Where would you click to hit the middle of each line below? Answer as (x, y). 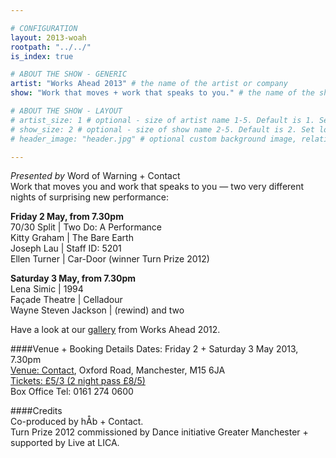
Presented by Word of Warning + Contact (95, 176)
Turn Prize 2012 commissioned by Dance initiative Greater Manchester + (159, 432)
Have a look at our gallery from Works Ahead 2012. (115, 330)
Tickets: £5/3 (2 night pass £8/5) (78, 381)
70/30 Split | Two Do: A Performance (86, 227)
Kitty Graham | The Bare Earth (72, 238)
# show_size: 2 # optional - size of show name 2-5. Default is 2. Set (162, 129)
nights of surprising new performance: (89, 197)
